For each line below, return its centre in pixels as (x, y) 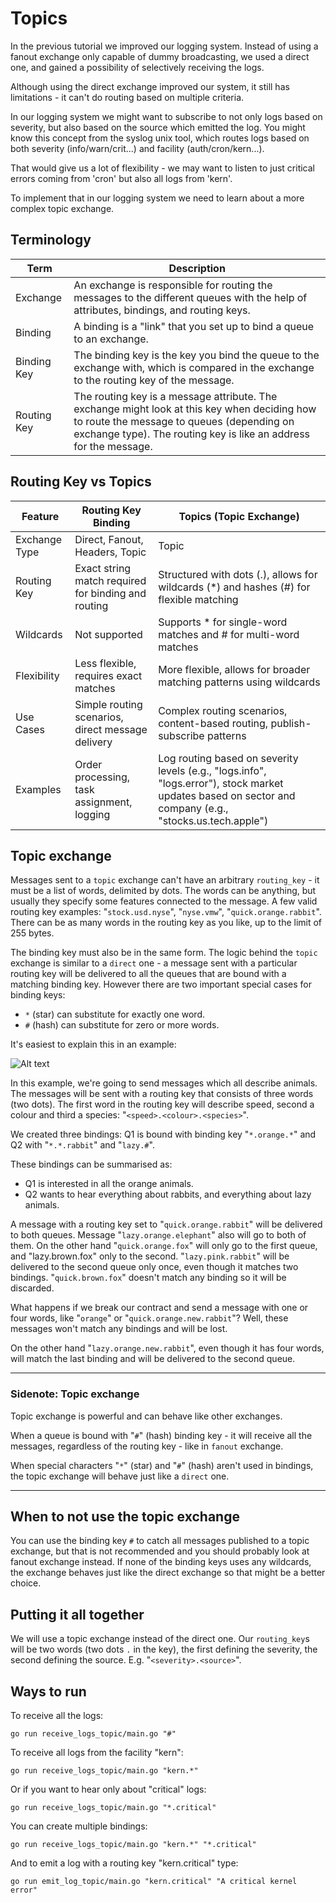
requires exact (108, 675)
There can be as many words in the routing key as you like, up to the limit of (166, 923)
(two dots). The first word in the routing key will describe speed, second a (162, 1104)
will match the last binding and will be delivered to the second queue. (153, 1359)
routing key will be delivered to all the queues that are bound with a (148, 974)
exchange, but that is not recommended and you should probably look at (160, 1551)
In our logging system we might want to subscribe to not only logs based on (166, 116)
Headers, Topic (110, 552)
